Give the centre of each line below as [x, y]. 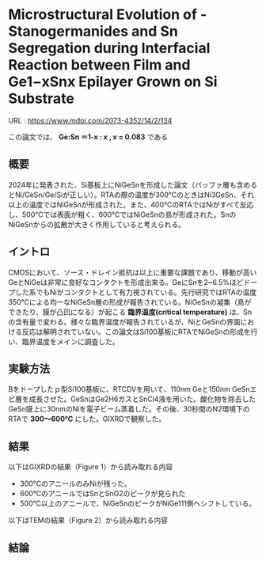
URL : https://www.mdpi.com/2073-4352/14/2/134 [90, 120]
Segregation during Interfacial [109, 48]
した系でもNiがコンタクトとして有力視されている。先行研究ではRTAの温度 [136, 292]
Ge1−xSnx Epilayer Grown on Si [113, 82]
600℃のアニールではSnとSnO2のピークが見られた [103, 494]
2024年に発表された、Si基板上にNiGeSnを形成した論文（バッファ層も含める [133, 184]
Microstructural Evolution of [103, 15]
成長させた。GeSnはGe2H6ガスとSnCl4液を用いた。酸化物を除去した [142, 399]
